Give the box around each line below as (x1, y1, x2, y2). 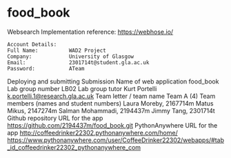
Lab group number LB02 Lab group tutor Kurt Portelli (7, 84, 157, 92)
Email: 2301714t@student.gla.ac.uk (7, 59, 150, 66)
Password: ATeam (7, 65, 85, 72)
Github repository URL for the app (7, 114, 103, 122)
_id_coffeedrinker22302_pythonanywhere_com (7, 143, 141, 151)
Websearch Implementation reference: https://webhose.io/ (7, 28, 174, 36)
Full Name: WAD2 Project (7, 47, 107, 54)
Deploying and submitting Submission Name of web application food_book (7, 77, 219, 86)
